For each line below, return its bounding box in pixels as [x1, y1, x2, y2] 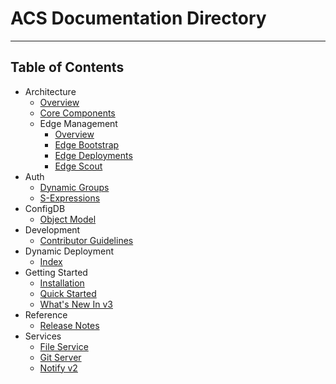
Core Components [39, 107, 116, 119]
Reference [24, 308, 68, 321]
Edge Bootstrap [54, 138, 120, 151]
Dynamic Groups [39, 181, 110, 193]
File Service [39, 340, 89, 352]
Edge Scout [54, 160, 103, 172]
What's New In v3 [39, 298, 113, 310]
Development [24, 223, 81, 236]
